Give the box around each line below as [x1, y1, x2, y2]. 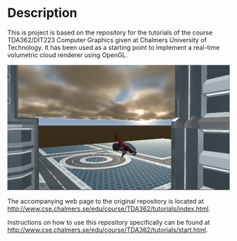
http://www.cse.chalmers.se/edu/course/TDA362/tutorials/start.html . [7, 225, 208, 234]
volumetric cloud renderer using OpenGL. [7, 51, 128, 59]
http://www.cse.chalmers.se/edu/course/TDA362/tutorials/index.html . [7, 204, 211, 213]
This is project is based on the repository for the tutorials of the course [7, 28, 213, 37]
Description [7, 5, 78, 21]
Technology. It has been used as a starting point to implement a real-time [7, 43, 220, 51]
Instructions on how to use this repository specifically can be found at [7, 218, 210, 226]
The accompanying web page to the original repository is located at [7, 197, 205, 205]
